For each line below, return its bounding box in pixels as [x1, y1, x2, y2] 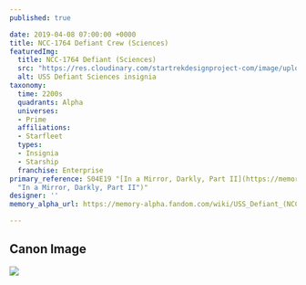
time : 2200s [17, 89, 64, 99]
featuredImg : [9, 47, 59, 56]
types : [17, 141, 43, 150]
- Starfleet [17, 132, 64, 142]
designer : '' [9, 191, 59, 201]
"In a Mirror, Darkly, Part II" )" [17, 183, 148, 192]
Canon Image [9, 241, 87, 257]
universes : [17, 106, 59, 115]
